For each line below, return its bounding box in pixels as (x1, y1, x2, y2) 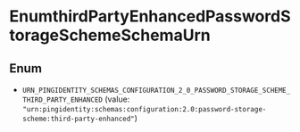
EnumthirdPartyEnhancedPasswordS (9, 6, 291, 27)
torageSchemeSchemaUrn (9, 25, 212, 45)
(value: (104, 94, 130, 104)
